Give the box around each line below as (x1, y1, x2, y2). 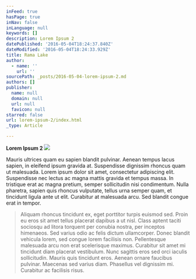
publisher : (6, 85, 33, 91)
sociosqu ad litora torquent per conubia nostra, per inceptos (20, 223, 165, 230)
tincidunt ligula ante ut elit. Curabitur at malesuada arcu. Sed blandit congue (6, 194, 188, 200)
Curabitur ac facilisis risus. (20, 267, 85, 274)
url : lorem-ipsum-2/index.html (6, 118, 82, 123)
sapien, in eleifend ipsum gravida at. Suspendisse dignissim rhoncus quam (6, 162, 185, 169)
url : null (11, 101, 35, 107)
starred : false (6, 112, 43, 118)
